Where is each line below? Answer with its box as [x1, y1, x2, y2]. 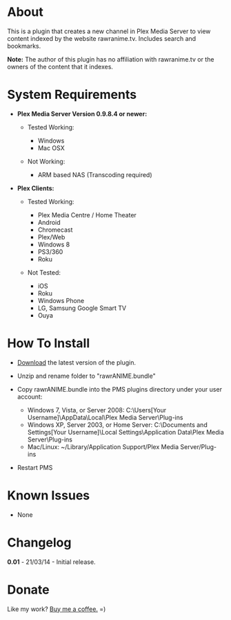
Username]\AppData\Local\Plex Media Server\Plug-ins [27, 413, 183, 421]
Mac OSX [37, 143, 65, 152]
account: [17, 392, 43, 401]
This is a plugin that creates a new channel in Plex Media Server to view [7, 27, 211, 35]
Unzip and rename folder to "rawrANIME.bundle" [17, 372, 157, 380]
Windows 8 [37, 240, 70, 248]
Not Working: [27, 157, 66, 165]
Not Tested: [27, 268, 61, 277]
